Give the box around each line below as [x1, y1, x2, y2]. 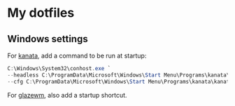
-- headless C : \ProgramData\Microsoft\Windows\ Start [7, 72, 161, 79]
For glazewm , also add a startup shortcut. [7, 91, 127, 99]
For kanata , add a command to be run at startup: [7, 51, 147, 60]
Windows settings [7, 33, 89, 45]
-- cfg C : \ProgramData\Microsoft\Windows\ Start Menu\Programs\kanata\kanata [7, 78, 233, 85]
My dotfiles [7, 5, 75, 21]
